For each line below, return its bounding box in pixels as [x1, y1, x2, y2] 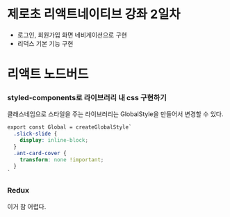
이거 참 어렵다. [7, 202, 47, 211]
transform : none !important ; [19, 156, 104, 163]
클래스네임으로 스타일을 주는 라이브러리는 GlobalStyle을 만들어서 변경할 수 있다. [7, 110, 224, 118]
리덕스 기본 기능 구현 [17, 39, 74, 47]
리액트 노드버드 [7, 67, 89, 82]
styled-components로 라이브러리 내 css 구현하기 [7, 93, 167, 103]
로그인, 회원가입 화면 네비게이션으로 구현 [17, 31, 127, 39]
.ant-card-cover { [13, 150, 67, 156]
